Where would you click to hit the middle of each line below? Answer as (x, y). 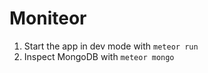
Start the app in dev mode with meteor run (111, 46)
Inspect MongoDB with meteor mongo (99, 56)
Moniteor (48, 18)
